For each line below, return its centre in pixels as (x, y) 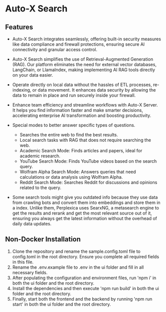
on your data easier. (33, 75)
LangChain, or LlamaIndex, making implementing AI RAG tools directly (83, 70)
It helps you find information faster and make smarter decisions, (78, 110)
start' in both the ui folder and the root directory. (62, 304)
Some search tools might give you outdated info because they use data (85, 197)
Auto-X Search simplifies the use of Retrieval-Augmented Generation (83, 59)
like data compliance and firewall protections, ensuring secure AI (79, 44)
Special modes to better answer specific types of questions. (74, 125)
